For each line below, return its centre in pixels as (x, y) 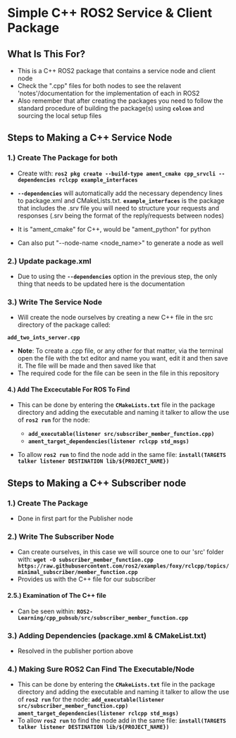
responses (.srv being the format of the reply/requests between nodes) (120, 215)
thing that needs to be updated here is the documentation (101, 284)
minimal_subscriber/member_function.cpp (77, 573)
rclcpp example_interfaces (98, 180)
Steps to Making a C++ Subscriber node (97, 483)
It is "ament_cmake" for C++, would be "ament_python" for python (114, 229)
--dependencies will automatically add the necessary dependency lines (120, 193)
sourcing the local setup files (60, 115)
